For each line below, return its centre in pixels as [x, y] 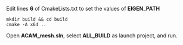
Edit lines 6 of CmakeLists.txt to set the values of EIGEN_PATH [83, 9]
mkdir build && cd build [37, 20]
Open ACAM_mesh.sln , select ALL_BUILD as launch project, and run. [92, 36]
